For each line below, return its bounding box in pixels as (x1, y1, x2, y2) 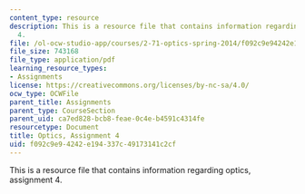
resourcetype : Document (9, 123, 100, 132)
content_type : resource (9, 13, 100, 23)
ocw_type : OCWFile (9, 89, 79, 98)
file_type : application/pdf (9, 55, 116, 64)
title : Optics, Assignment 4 (9, 131, 120, 141)
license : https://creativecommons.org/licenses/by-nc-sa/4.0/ (9, 81, 250, 90)
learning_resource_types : (9, 64, 107, 73)
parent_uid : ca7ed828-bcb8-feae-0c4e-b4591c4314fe (9, 114, 205, 123)
